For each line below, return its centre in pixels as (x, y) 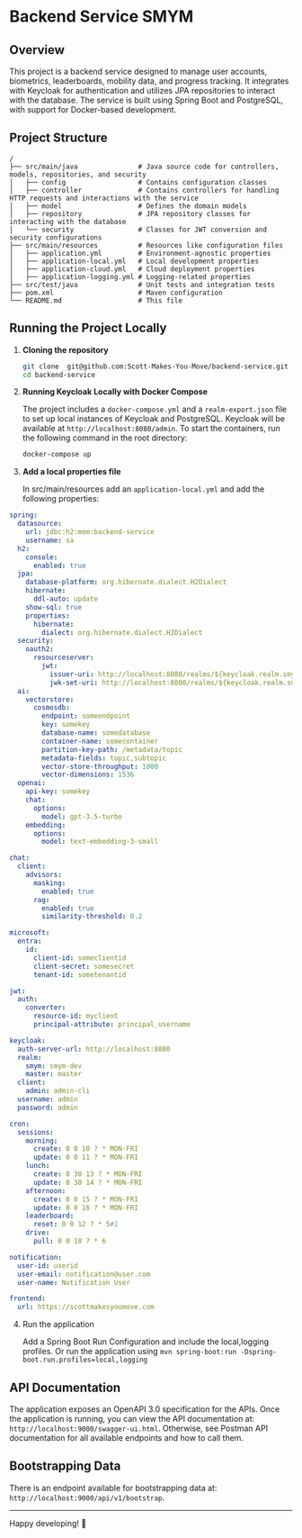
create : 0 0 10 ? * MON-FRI (86, 1149)
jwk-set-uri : (74, 683)
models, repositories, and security (78, 174)
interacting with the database (68, 222)
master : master (54, 1074)
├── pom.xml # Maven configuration (116, 293)
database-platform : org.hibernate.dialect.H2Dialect (126, 583)
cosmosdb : (51, 708)
